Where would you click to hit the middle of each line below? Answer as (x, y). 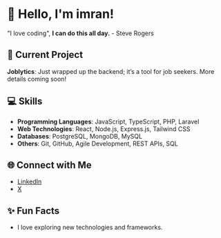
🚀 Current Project (45, 55)
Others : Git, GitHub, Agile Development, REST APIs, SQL (97, 143)
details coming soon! (37, 79)
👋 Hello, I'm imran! (60, 14)
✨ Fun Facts (33, 211)
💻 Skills (25, 102)
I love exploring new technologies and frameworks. (90, 228)
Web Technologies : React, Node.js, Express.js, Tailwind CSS (104, 129)
